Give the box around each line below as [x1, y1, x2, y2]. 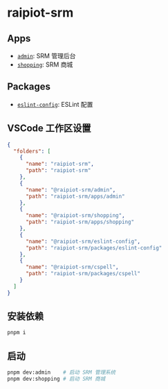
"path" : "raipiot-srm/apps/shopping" [25, 218, 135, 226]
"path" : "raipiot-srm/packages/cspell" [25, 270, 140, 277]
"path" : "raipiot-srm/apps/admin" [25, 193, 126, 200]
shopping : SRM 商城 [17, 60, 73, 69]
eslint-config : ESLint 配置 [17, 100, 93, 108]
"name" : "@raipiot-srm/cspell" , [25, 263, 119, 271]
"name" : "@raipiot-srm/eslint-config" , [25, 238, 140, 245]
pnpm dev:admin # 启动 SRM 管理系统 [7, 369, 116, 376]
